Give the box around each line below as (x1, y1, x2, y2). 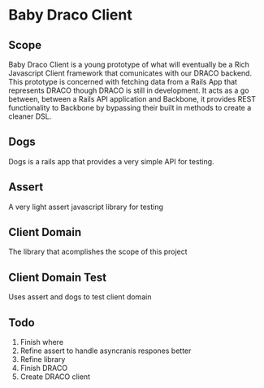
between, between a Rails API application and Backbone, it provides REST (8, 94, 256, 103)
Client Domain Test (8, 270, 107, 284)
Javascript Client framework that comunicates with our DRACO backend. (8, 68, 253, 78)
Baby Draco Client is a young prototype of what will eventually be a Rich (8, 59, 250, 69)
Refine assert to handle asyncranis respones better (19, 346, 192, 355)
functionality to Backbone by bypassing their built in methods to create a (8, 103, 252, 112)
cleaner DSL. (8, 111, 52, 121)
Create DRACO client (19, 372, 91, 381)
